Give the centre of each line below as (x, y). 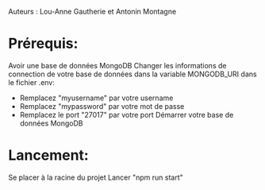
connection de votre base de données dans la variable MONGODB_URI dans (132, 74)
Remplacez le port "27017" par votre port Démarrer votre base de (127, 114)
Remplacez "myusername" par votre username (96, 98)
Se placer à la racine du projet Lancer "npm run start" (96, 177)
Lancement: (48, 155)
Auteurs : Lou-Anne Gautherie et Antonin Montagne (92, 12)
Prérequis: (43, 44)
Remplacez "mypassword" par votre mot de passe (102, 106)
